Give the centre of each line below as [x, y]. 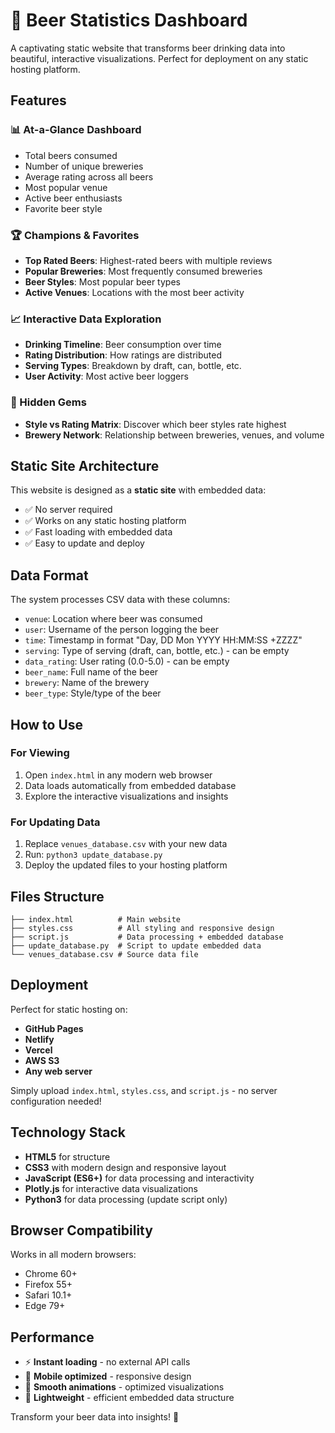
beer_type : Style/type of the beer [93, 693]
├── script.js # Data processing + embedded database [147, 937]
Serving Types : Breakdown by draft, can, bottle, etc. [133, 366]
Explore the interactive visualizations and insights [126, 796]
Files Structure [57, 896]
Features [38, 100]
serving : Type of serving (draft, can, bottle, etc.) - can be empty [157, 651]
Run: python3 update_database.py [93, 855]
